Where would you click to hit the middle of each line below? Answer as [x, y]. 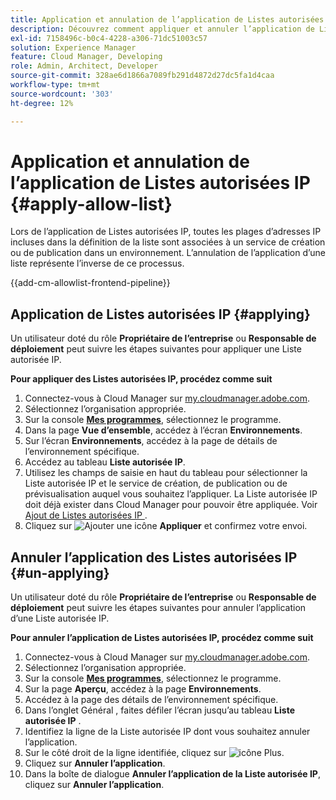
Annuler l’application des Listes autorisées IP [154, 557]
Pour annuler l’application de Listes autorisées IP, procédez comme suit [162, 638]
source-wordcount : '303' [62, 94]
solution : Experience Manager [73, 47]
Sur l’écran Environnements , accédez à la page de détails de [151, 441]
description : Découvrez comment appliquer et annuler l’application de [162, 29]
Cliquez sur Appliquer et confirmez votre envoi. [166, 526]
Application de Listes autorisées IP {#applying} [160, 314]
